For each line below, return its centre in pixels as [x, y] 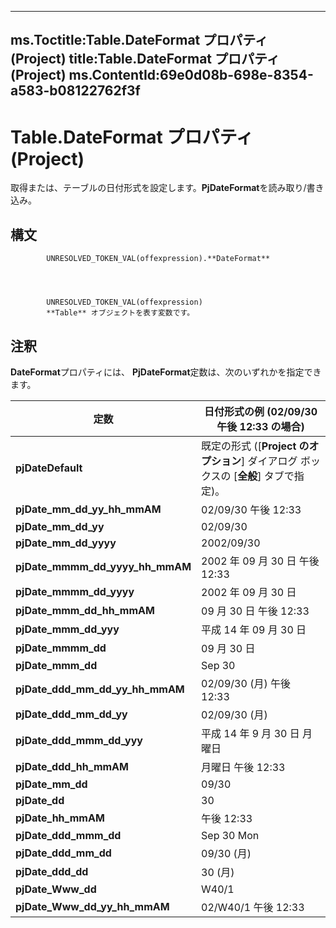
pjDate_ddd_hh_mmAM [72, 766]
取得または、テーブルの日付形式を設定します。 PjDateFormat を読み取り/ [158, 188]
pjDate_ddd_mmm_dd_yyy [79, 740]
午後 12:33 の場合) [260, 426]
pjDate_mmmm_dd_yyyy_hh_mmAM [103, 566]
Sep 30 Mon [230, 835]
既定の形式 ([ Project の [255, 446]
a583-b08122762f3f [75, 91]
